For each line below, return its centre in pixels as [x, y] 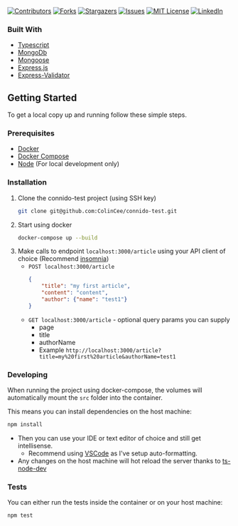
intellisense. [35, 446]
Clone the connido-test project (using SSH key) [87, 198]
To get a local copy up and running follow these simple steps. [97, 115]
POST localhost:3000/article [71, 267]
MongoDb [32, 53]
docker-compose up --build [58, 238]
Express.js [33, 68]
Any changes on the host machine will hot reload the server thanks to [119, 461]
